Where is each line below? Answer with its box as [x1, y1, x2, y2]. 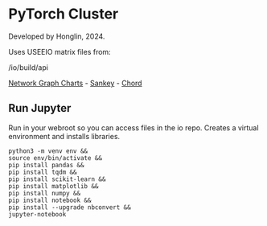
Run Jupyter [8, 101, 72, 115]
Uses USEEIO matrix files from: [8, 47, 111, 56]
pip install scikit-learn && [8, 175, 106, 183]
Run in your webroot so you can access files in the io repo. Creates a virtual [8, 122, 259, 133]
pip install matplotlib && [8, 182, 99, 190]
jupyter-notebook [8, 210, 67, 218]
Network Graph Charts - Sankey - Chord [8, 78, 142, 88]
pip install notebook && [8, 196, 92, 204]
